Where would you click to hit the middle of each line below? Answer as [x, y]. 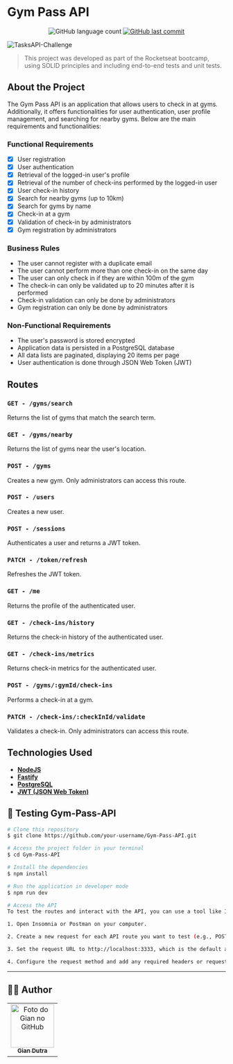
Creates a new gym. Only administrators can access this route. [97, 480]
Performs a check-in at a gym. [51, 700]
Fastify [27, 777]
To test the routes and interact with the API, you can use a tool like [114, 912]
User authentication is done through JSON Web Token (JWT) [104, 363]
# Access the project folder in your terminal [76, 848]
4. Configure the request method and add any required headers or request [118, 961]
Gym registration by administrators [67, 230]
